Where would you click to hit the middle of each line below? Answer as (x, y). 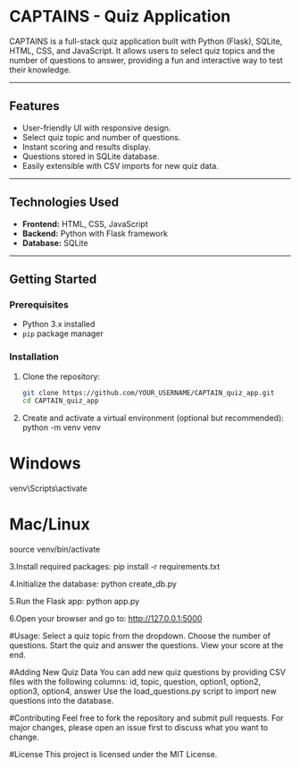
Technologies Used (64, 203)
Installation (34, 357)
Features (34, 106)
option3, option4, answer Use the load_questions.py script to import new (143, 691)
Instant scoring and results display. (87, 147)
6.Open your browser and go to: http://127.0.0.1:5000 (106, 619)
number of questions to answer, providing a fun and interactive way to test (146, 60)
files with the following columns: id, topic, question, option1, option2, (135, 682)
